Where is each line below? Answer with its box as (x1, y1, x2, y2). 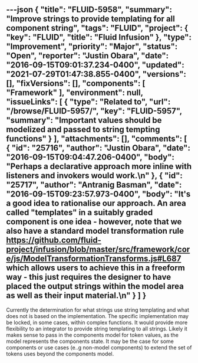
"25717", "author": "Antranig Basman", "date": (6, 180, 182, 190)
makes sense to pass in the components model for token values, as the (6, 331, 179, 338)
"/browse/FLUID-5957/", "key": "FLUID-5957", (6, 106, 183, 116)
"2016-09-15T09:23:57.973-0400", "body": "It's (6, 189, 191, 200)
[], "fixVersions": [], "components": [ (6, 79, 146, 89)
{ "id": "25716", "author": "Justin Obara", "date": (6, 143, 190, 153)
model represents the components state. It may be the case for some (6, 338, 174, 345)
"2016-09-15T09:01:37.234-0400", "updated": (6, 60, 184, 70)
